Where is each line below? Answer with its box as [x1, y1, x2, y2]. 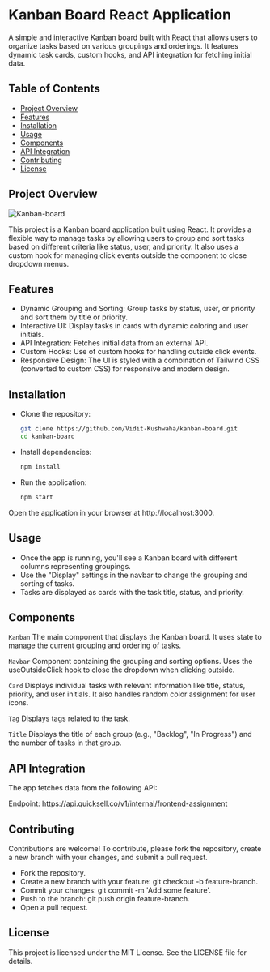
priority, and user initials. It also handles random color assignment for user [8, 689, 256, 699]
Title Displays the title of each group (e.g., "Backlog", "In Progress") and [8, 730, 252, 739]
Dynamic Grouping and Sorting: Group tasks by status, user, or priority [19, 304, 255, 314]
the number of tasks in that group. [8, 738, 122, 747]
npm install [19, 462, 61, 471]
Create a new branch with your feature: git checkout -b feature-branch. [19, 876, 259, 886]
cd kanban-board [19, 432, 75, 441]
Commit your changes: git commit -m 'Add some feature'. [19, 885, 212, 895]
